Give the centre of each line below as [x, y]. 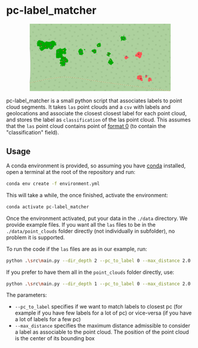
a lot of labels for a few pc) [48, 319]
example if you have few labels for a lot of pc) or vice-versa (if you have [103, 313]
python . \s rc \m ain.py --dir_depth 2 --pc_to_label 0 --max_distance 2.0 [98, 261]
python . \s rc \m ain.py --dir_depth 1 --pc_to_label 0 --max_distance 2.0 [98, 284]
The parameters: [27, 295]
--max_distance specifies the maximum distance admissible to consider [103, 326]
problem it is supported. [35, 237]
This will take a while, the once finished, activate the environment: [87, 195]
